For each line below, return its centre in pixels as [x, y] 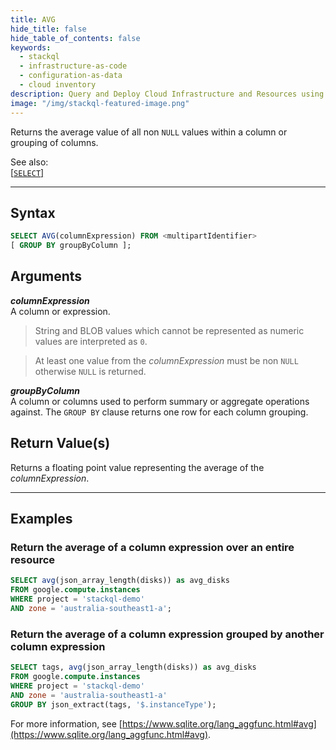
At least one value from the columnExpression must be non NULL [166, 360]
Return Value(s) [60, 443]
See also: [29, 162]
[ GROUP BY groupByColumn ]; [71, 246]
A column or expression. [60, 311]
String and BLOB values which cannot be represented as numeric [169, 330]
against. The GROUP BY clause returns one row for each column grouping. [159, 412]
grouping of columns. [54, 142]
